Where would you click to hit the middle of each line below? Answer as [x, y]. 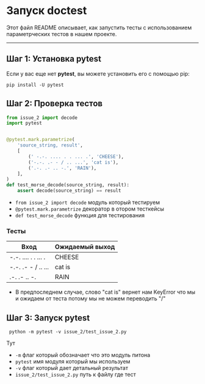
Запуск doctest [47, 11]
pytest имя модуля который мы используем [73, 361]
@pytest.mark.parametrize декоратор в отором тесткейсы [90, 209]
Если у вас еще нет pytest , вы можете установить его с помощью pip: [98, 73]
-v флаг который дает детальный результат [71, 368]
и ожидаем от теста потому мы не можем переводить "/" [90, 299]
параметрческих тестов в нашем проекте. [62, 34]
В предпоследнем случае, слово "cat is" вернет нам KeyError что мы [105, 292]
